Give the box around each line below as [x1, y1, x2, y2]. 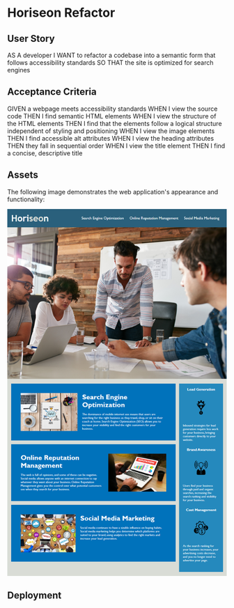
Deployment [7, 590, 62, 602]
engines [7, 66, 31, 74]
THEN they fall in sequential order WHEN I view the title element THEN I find [7, 141, 226, 150]
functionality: [7, 195, 45, 203]
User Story [7, 33, 55, 45]
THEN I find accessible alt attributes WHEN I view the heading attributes [7, 134, 214, 142]
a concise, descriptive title [7, 148, 83, 157]
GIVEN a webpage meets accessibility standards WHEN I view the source [7, 104, 218, 113]
